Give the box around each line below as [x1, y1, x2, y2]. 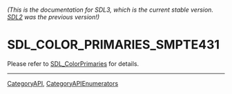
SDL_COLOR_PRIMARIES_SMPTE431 [7, 36, 220, 52]
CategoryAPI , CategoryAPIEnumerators [7, 79, 119, 87]
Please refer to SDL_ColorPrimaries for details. [7, 59, 139, 68]
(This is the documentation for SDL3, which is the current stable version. [7, 5, 214, 14]
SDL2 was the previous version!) [7, 12, 100, 21]
